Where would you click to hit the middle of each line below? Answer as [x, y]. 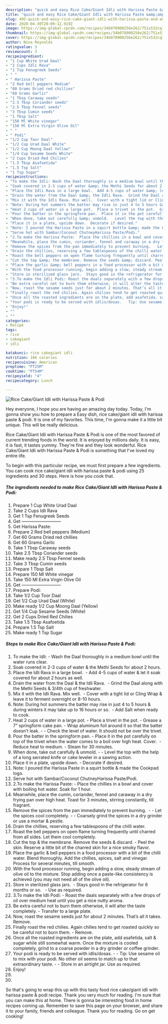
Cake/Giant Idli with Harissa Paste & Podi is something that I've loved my [80, 450]
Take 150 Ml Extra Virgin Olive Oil [47, 579]
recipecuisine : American [31, 362]
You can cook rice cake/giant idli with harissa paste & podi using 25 [75, 471]
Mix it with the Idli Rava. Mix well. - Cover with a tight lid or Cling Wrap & [87, 694]
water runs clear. [30, 662]
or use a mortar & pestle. [38, 821]
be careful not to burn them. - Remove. [53, 932]
